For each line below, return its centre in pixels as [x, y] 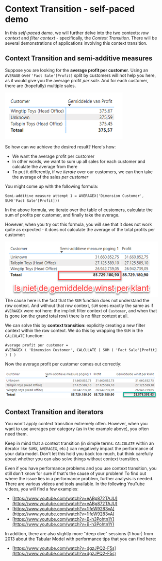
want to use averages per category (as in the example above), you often [77, 429]
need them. [16, 434]
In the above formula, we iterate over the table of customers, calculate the [79, 210]
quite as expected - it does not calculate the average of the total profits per [80, 229]
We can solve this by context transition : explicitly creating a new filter [75, 326]
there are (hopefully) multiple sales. [40, 86]
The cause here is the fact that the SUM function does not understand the [77, 301]
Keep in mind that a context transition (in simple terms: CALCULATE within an [80, 443]
